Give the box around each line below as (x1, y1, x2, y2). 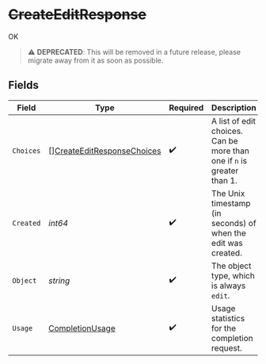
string (48, 275, 70, 286)
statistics (211, 312, 245, 324)
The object (211, 260, 252, 271)
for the (211, 323, 236, 334)
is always (211, 280, 246, 291)
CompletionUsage (48, 323, 116, 334)
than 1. (211, 174, 237, 186)
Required (169, 102, 204, 113)
